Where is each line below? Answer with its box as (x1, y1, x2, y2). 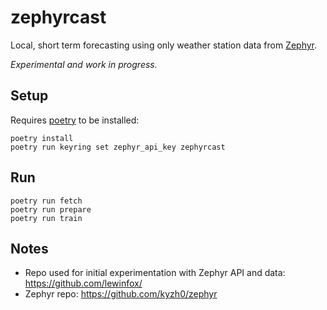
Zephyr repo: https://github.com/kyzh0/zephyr (24, 288, 218, 300)
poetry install (10, 133, 74, 143)
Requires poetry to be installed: (10, 114, 140, 126)
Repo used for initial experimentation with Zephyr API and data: (24, 267, 286, 279)
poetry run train (10, 213, 83, 223)
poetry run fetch (10, 196, 83, 206)
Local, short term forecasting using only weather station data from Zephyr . (10, 39, 318, 51)
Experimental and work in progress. (10, 58, 158, 70)
